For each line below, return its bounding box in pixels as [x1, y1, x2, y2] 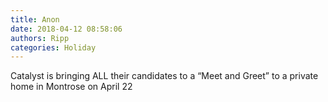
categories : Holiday [10, 42, 97, 53]
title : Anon [10, 14, 60, 25]
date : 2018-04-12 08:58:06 [10, 24, 123, 34]
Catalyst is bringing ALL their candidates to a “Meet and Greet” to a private [10, 70, 319, 82]
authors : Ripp [10, 33, 70, 43]
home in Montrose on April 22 [10, 81, 133, 93]
